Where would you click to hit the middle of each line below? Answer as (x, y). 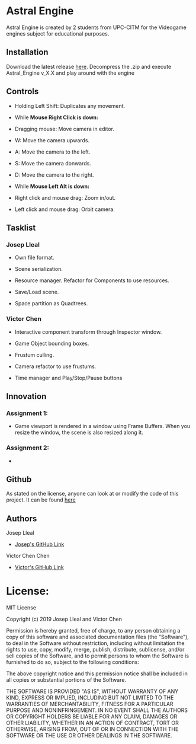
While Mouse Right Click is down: (57, 117)
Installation (27, 52)
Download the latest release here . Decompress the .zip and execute (89, 66)
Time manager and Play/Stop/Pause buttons (68, 378)
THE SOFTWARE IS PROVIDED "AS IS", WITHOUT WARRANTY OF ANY (92, 691)
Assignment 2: (28, 448)
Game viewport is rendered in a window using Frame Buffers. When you (102, 426)
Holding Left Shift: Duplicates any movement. (70, 106)
